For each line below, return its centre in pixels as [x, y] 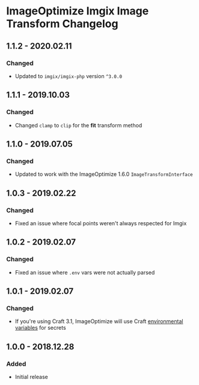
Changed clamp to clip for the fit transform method [78, 125]
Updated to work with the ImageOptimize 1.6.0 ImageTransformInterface [104, 174]
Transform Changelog [62, 24]
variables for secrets [40, 328]
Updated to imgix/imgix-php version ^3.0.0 [68, 76]
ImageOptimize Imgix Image [78, 11]
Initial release [31, 377]
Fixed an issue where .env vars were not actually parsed [85, 272]
